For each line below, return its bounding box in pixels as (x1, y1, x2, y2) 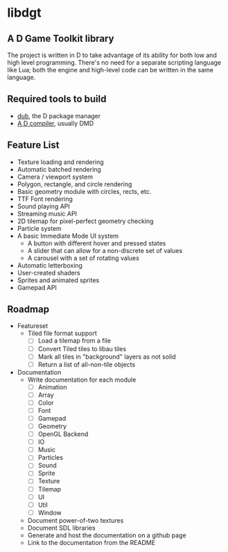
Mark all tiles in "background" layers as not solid (37, 352, 176, 361)
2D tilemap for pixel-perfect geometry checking (17, 217, 154, 225)
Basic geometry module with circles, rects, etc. (17, 187, 152, 195)
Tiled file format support (27, 329, 97, 338)
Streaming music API (17, 209, 78, 218)
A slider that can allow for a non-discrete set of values (27, 246, 183, 254)
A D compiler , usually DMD (17, 119, 94, 127)
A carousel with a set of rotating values (27, 254, 140, 262)
